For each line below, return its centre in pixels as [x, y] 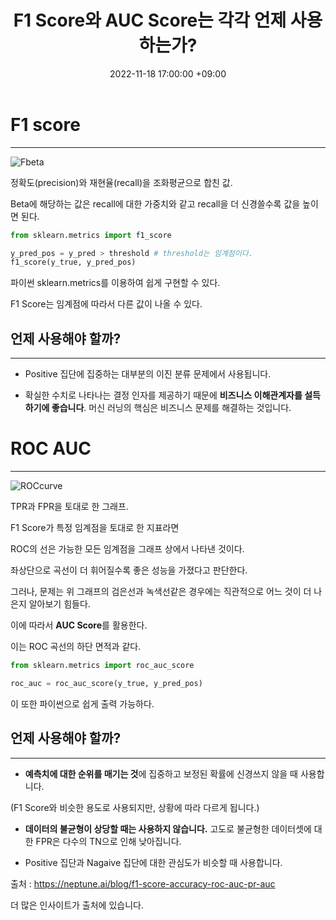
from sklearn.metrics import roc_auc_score [102, 666]
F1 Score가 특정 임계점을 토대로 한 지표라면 [95, 528]
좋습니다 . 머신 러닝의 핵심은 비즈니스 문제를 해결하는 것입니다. [171, 408]
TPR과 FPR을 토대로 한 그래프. [69, 507]
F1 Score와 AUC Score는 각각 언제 [150, 20]
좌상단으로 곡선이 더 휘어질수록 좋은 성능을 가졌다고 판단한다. [129, 570]
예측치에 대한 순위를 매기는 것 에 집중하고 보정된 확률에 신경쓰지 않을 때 [161, 773]
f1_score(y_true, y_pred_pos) [73, 262]
